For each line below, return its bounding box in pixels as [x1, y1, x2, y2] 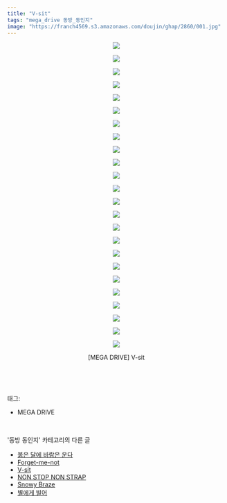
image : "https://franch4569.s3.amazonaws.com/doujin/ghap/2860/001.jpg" [7, 23, 221, 30]
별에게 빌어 [17, 488, 48, 497]
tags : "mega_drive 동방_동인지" [7, 17, 93, 24]
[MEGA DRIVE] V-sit [87, 354, 145, 362]
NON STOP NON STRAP [17, 473, 87, 482]
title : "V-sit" [7, 10, 51, 17]
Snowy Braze [17, 480, 55, 488]
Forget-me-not [17, 458, 60, 467]
